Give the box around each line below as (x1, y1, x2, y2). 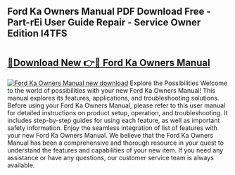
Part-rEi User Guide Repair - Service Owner (7, 17, 201, 29)
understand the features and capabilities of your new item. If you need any (7, 146, 224, 154)
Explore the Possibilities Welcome (129, 79, 228, 87)
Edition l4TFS (7, 27, 68, 39)
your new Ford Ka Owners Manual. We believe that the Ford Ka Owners (7, 131, 213, 139)
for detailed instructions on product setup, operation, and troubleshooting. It (7, 109, 228, 117)
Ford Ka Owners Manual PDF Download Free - (7, 6, 211, 18)
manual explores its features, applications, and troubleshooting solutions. (7, 94, 220, 102)
